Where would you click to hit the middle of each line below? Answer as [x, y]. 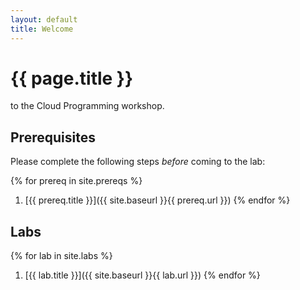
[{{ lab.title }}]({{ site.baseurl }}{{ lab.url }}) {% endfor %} [142, 275]
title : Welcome [42, 29]
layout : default [44, 19]
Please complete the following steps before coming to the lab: [138, 162]
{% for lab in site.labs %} [61, 256]
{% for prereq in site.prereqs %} [76, 181]
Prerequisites [53, 137]
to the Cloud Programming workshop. [87, 106]
